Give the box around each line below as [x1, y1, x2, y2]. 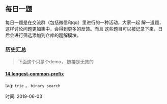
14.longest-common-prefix [5, 70, 64, 76]
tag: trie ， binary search [5, 83, 61, 89]
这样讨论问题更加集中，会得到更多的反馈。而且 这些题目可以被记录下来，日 [5, 25, 163, 32]
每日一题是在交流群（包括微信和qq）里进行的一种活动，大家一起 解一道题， [5, 19, 164, 25]
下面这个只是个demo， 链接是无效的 [17, 59, 94, 65]
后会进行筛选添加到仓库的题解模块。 [5, 32, 81, 38]
